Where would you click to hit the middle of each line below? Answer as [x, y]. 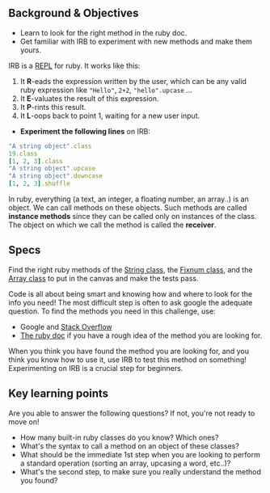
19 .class [23, 154]
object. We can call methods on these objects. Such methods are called [128, 208]
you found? [39, 480]
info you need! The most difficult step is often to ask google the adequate [131, 302]
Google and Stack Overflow [66, 327]
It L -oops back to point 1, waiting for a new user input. [110, 116]
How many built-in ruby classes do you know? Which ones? [119, 437]
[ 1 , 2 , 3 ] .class [36, 161]
